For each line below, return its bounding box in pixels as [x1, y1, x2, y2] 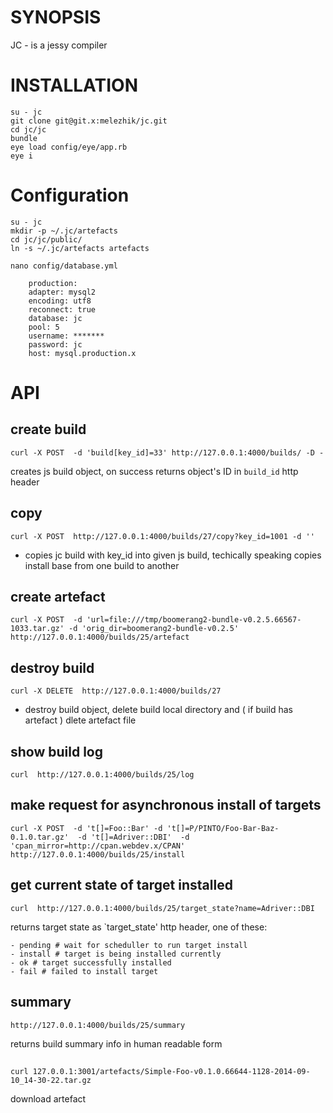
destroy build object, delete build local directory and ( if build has [24, 704, 293, 716]
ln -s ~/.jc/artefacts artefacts [10, 243, 150, 253]
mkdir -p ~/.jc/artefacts [10, 226, 118, 236]
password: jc [28, 339, 83, 350]
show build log [10, 743, 103, 760]
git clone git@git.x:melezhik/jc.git [10, 116, 168, 126]
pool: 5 [28, 322, 60, 332]
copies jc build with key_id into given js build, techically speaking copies [24, 549, 322, 561]
